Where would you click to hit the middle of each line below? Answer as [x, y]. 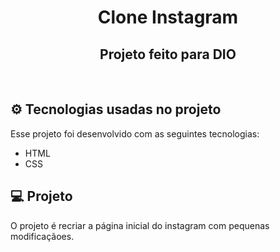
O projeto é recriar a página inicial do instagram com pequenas [140, 225]
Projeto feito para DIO [168, 54]
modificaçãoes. [42, 236]
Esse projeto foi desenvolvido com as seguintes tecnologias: [135, 133]
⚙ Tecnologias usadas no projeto [116, 109]
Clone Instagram [168, 17]
